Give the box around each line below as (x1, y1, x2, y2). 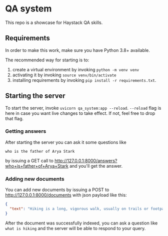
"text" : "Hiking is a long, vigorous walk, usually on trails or (9, 207, 149, 212)
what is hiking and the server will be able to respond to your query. (5, 225, 146, 231)
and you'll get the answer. (69, 163, 123, 169)
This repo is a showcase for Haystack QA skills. (5, 19, 103, 25)
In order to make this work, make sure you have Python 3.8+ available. (5, 47, 150, 53)
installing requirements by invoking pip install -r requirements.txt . (12, 77, 156, 83)
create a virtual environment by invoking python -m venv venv (12, 66, 139, 72)
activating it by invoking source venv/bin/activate (12, 72, 116, 78)
